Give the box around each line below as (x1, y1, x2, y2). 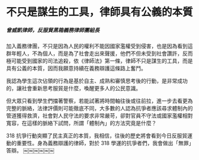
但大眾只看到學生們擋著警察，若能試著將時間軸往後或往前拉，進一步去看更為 (6, 97, 193, 104)
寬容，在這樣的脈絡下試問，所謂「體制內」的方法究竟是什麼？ (6, 120, 157, 127)
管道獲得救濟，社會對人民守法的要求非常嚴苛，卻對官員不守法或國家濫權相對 (6, 112, 193, 119)
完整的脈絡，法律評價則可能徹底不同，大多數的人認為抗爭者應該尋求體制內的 (6, 105, 193, 112)
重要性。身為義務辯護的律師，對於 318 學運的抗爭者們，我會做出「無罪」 (16, 140, 191, 147)
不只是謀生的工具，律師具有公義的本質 (6, 5, 194, 19)
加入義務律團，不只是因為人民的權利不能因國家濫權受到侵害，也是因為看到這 (6, 43, 193, 50)
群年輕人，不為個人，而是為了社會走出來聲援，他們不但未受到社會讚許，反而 (6, 50, 193, 57)
